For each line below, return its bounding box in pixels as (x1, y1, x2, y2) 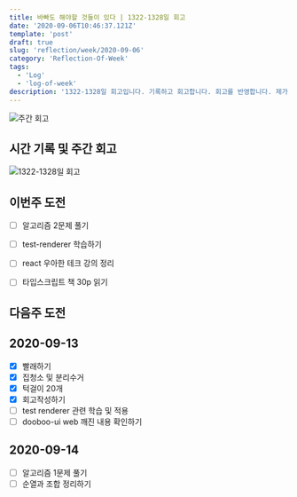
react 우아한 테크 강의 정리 (21, 258, 115, 269)
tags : (9, 63, 29, 72)
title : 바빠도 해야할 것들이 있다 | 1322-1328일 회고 (9, 12, 186, 22)
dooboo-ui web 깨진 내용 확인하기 (21, 416, 143, 427)
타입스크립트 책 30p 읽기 (21, 277, 108, 288)
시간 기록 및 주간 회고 (9, 141, 117, 156)
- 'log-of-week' (17, 79, 77, 88)
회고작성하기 (21, 394, 66, 405)
